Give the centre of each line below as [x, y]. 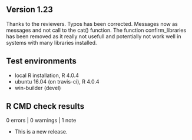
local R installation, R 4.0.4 [47, 75]
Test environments [41, 61]
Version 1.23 [29, 10]
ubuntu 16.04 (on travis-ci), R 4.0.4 [57, 81]
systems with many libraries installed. [52, 42]
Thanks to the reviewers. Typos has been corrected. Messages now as [92, 24]
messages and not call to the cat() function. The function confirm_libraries [96, 30]
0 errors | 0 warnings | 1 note [41, 121]
